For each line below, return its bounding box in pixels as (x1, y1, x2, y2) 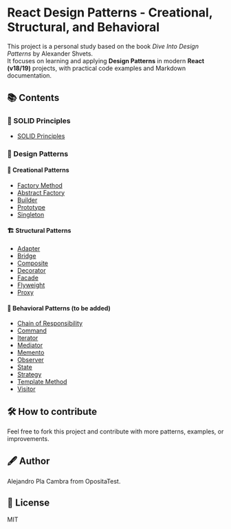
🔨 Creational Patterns (7, 166, 69, 175)
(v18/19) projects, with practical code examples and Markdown (7, 64, 186, 72)
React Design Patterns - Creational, (7, 5, 213, 21)
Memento (16, 348, 45, 357)
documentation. (7, 71, 52, 80)
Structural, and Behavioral (7, 19, 160, 35)
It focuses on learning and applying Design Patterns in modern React (7, 56, 205, 65)
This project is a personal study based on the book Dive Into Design (7, 42, 199, 50)
